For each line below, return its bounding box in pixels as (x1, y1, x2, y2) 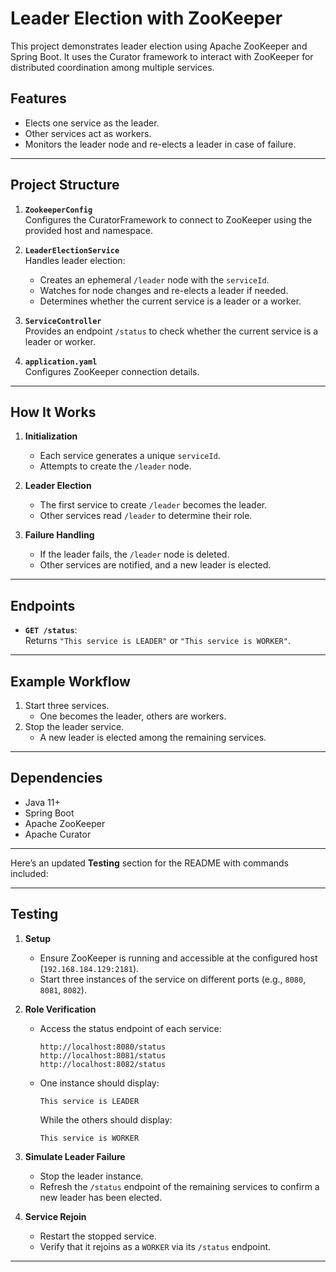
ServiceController (24, 316, 102, 326)
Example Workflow (10, 673, 131, 690)
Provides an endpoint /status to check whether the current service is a (24, 325, 319, 337)
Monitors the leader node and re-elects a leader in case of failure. (24, 138, 297, 150)
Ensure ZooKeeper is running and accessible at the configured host (39, 952, 318, 964)
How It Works (10, 403, 97, 421)
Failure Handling (24, 529, 95, 541)
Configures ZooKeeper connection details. (24, 365, 200, 377)
